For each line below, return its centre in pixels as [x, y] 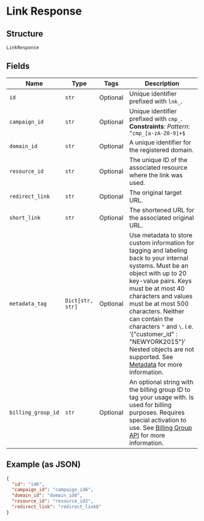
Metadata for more [156, 365]
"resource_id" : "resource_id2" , [53, 501]
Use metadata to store [161, 235]
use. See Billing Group [161, 427]
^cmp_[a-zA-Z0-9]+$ [158, 133]
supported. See [151, 357]
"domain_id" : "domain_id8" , [47, 495]
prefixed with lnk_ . [156, 101]
